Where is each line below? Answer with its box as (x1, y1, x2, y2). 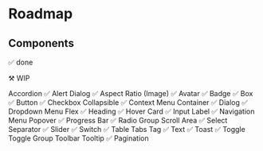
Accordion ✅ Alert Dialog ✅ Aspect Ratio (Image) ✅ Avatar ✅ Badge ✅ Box (8, 89, 253, 98)
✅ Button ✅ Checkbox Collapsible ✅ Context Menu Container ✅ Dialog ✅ (8, 98, 249, 107)
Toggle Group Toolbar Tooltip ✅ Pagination (8, 134, 149, 143)
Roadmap (8, 5, 73, 23)
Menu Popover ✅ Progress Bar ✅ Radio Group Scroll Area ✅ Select (8, 116, 228, 125)
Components (8, 37, 74, 50)
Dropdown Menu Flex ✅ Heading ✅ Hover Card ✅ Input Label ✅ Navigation (8, 106, 255, 116)
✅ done (8, 57, 33, 67)
